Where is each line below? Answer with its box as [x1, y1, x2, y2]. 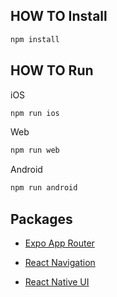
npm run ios [10, 108, 60, 118]
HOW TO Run [10, 62, 94, 79]
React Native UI [24, 275, 90, 288]
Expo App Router [24, 237, 95, 249]
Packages [10, 210, 73, 228]
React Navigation [24, 256, 96, 268]
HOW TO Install [10, 8, 108, 25]
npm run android [10, 183, 78, 193]
